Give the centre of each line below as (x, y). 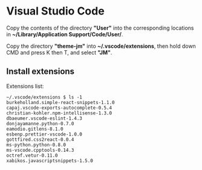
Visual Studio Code (55, 11)
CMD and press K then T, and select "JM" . (59, 52)
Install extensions (40, 72)
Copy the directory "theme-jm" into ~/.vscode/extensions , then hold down (101, 46)
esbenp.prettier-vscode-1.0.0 (44, 134)
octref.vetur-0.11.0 (32, 155)
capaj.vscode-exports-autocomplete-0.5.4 (59, 108)
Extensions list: (25, 86)
